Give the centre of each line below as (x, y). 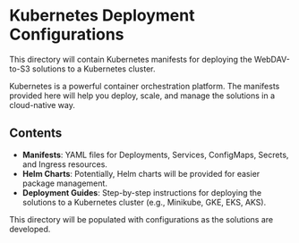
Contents (36, 134)
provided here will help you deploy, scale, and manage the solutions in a (142, 96)
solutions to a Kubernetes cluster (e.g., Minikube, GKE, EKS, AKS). (144, 202)
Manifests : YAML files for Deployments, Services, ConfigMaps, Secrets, (155, 155)
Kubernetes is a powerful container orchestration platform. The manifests (145, 86)
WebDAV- (272, 59)
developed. (30, 229)
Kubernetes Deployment (102, 16)
